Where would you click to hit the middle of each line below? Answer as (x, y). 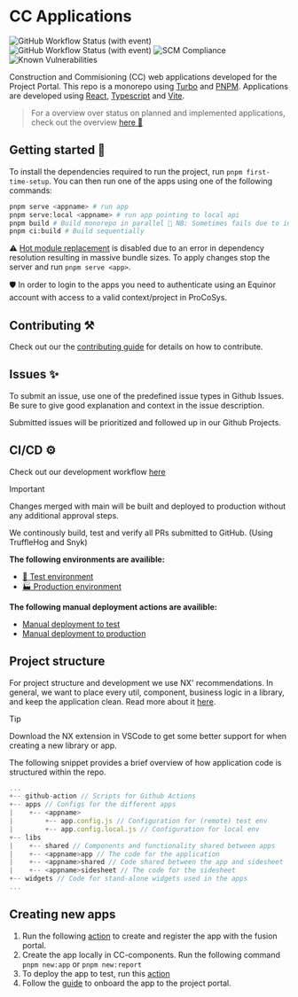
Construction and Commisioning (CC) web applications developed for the (143, 76)
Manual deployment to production (84, 633)
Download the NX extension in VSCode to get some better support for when (148, 736)
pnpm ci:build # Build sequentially (77, 231)
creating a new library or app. (63, 745)
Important (27, 488)
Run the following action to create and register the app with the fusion (149, 936)
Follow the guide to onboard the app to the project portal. (127, 983)
